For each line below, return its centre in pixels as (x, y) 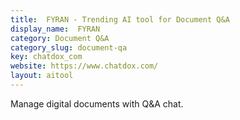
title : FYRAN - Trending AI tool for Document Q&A (120, 19)
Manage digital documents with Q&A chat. (97, 103)
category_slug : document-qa (69, 47)
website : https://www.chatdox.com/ (84, 66)
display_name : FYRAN (55, 29)
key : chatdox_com (46, 57)
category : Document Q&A (60, 38)
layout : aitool (42, 76)
